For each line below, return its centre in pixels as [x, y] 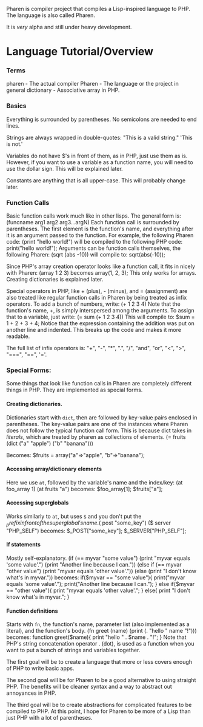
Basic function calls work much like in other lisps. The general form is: [94, 216]
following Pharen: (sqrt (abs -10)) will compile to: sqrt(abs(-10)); [86, 255]
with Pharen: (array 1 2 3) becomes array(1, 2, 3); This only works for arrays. [101, 273]
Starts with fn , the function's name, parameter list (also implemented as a [98, 624]
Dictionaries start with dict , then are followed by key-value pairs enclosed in [102, 417]
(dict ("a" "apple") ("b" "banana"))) [50, 443]
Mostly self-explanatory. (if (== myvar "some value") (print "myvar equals [98, 558]
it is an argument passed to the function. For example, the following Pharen [100, 235]
